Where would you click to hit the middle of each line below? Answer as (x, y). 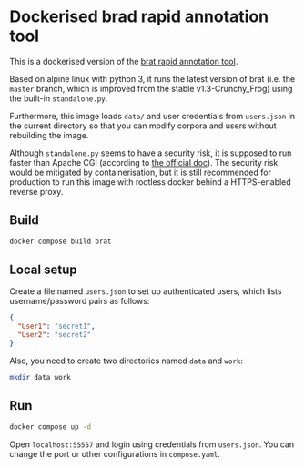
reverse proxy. (36, 191)
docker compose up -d (51, 427)
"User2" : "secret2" (55, 335)
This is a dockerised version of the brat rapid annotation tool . (124, 61)
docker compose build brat (61, 241)
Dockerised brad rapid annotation (139, 17)
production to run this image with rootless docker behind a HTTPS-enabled (150, 182)
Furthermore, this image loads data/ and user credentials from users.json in (152, 116)
